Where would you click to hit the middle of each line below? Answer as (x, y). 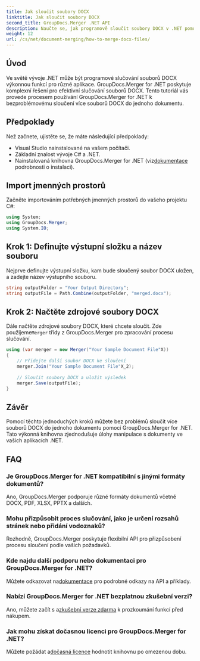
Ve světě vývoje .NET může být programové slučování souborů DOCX (92, 77)
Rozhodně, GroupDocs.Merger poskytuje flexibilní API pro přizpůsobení (94, 539)
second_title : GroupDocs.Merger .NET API (58, 23)
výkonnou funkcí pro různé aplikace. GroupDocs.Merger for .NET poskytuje (99, 84)
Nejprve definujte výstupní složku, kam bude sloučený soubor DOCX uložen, (100, 270)
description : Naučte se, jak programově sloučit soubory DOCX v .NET (94, 28)
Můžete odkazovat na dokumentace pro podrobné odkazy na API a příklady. (99, 581)
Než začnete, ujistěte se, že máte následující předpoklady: (78, 136)
